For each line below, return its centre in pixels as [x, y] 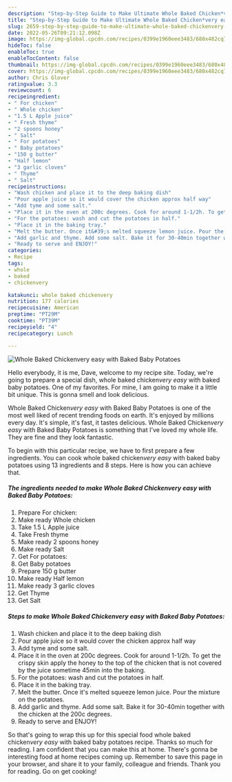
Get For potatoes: [43, 557]
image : [17, 39]
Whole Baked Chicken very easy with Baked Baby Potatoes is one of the [109, 408]
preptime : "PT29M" [34, 314]
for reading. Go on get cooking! [52, 772]
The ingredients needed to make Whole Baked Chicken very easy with [110, 488]
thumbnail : [23, 65]
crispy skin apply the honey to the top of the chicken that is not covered [120, 663]
